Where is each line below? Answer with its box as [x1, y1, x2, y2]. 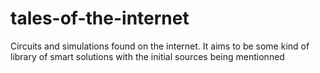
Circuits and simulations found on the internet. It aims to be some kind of [10, 40, 310, 52]
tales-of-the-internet [10, 7, 190, 30]
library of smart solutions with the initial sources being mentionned [10, 50, 285, 62]
